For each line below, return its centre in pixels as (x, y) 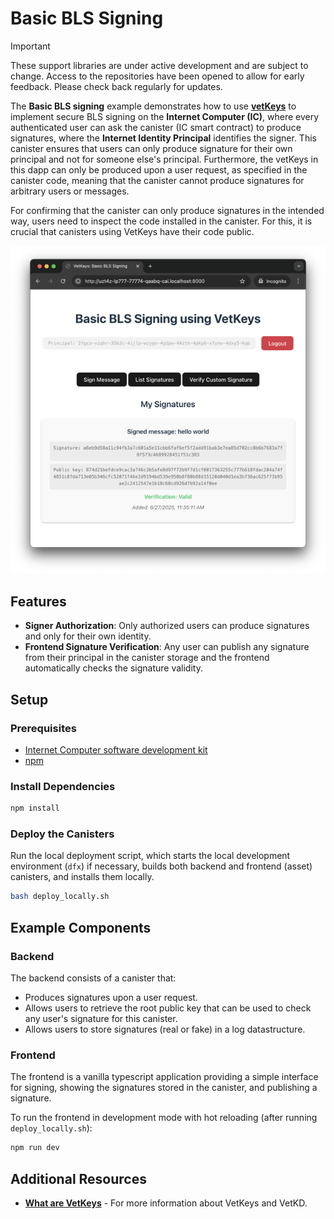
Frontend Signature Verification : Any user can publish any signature (167, 647)
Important (30, 46)
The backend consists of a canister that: (93, 978)
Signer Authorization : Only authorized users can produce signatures (167, 626)
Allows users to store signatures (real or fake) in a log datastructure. (165, 1029)
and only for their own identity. (88, 636)
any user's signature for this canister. (101, 1018)
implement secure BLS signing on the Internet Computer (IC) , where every (165, 116)
